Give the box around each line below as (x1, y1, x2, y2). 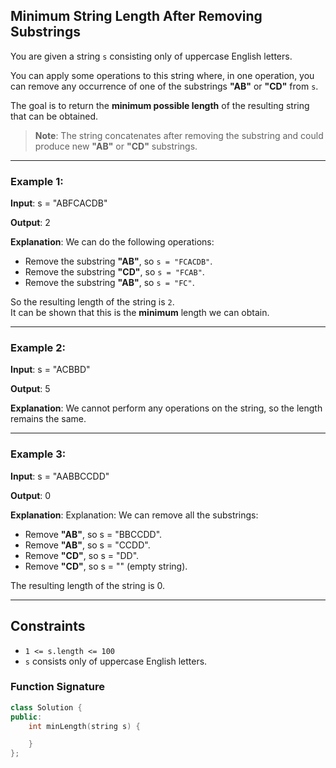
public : (10, 712, 43, 722)
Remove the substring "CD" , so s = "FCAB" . (24, 266, 205, 278)
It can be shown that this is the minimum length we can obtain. (10, 307, 270, 319)
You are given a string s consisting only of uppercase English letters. (10, 50, 293, 62)
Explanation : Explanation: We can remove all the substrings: (10, 509, 259, 521)
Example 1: (10, 174, 64, 188)
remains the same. (10, 413, 87, 425)
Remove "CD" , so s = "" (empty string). (24, 560, 188, 572)
